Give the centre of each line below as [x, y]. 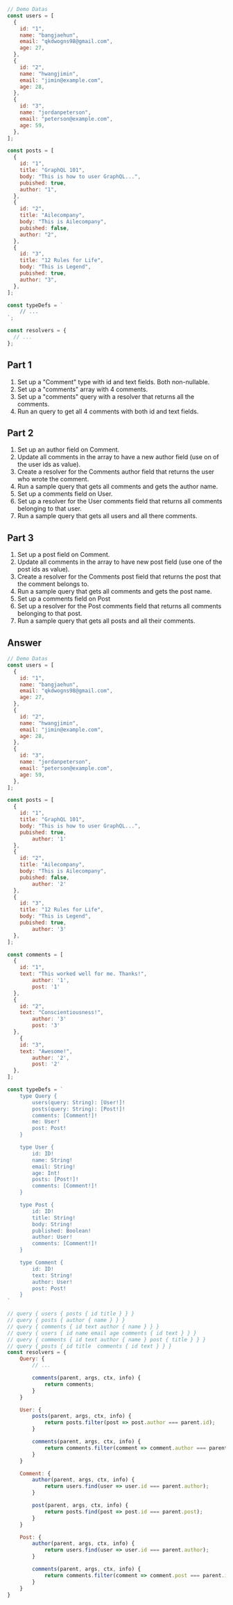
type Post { [37, 1205]
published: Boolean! [62, 1230]
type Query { [38, 1096]
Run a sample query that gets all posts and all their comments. [106, 621]
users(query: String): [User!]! [79, 1102]
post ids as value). [43, 569]
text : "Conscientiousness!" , [62, 1013]
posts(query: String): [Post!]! [79, 1109]
